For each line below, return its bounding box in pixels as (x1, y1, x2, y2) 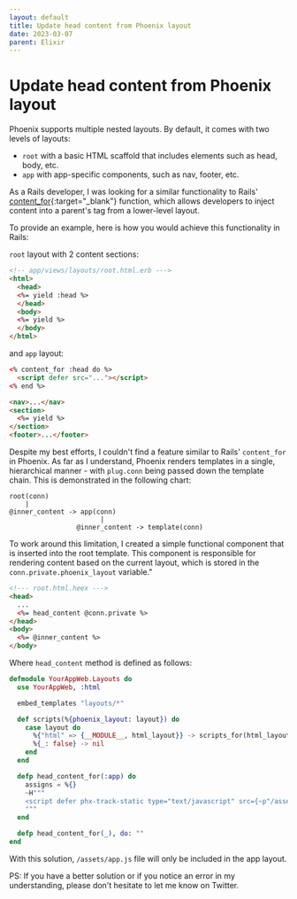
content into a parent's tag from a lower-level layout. (9, 205, 201, 216)
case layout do (25, 723, 81, 732)
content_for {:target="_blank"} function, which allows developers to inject (9, 196, 275, 206)
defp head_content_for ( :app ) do (17, 771, 137, 780)
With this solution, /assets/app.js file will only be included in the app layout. (9, 853, 287, 864)
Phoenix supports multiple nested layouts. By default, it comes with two (9, 124, 270, 135)
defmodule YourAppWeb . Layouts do (9, 675, 133, 684)
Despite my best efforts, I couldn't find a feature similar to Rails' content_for (9, 446, 286, 457)
